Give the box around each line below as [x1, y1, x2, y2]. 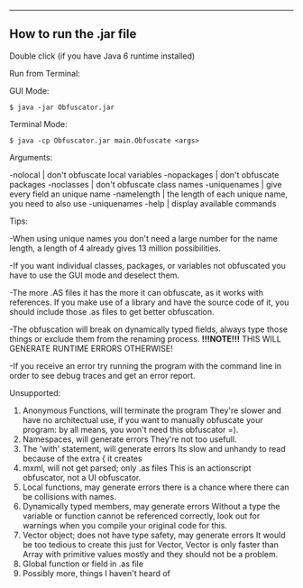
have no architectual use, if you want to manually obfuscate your [22, 414, 263, 425]
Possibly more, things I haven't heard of [22, 567, 171, 578]
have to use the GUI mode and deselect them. [9, 270, 180, 280]
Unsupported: [9, 387, 61, 398]
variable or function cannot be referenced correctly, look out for [22, 510, 261, 521]
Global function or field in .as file [22, 558, 144, 569]
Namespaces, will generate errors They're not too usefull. [22, 434, 237, 445]
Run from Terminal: [9, 68, 81, 78]
